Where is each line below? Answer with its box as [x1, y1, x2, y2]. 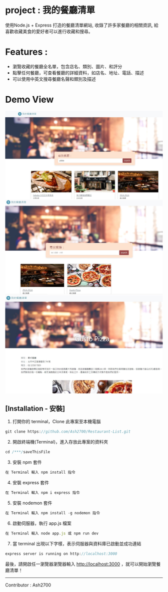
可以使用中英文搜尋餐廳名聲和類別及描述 [12, 76, 96, 82]
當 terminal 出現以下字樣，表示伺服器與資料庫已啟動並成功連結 [12, 540, 141, 546]
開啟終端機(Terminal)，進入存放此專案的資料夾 [12, 439, 108, 445]
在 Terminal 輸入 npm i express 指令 [5, 490, 80, 495]
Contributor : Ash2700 [5, 582, 51, 588]
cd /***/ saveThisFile [5, 450, 50, 455]
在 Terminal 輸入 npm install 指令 [5, 470, 76, 475]
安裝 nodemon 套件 [12, 500, 52, 506]
